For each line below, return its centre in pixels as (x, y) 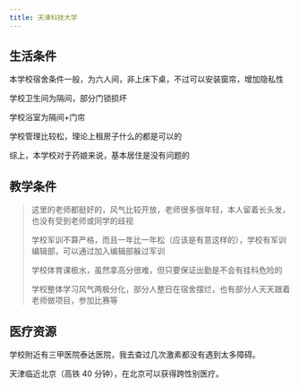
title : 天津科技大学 (43, 17)
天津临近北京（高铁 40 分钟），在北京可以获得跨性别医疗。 (116, 374)
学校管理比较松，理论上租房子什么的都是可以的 (95, 136)
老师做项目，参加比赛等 (74, 300)
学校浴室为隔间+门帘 (47, 117)
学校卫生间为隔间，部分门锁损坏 (68, 99)
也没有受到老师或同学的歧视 (82, 221)
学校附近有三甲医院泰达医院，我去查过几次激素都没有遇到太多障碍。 (135, 355)
